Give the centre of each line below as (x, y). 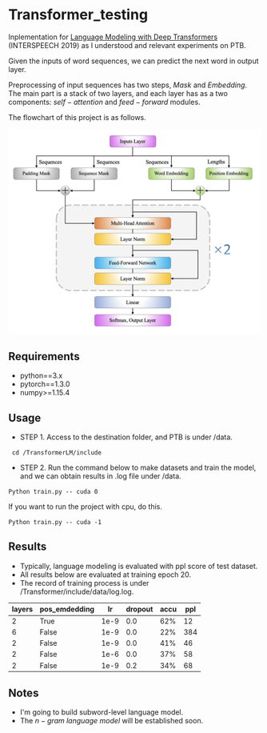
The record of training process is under (84, 583)
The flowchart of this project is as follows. (77, 117)
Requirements (44, 356)
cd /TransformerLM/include (57, 453)
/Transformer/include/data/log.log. (77, 591)
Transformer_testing (78, 15)
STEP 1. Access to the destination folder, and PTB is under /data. (126, 437)
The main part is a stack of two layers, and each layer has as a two (118, 93)
